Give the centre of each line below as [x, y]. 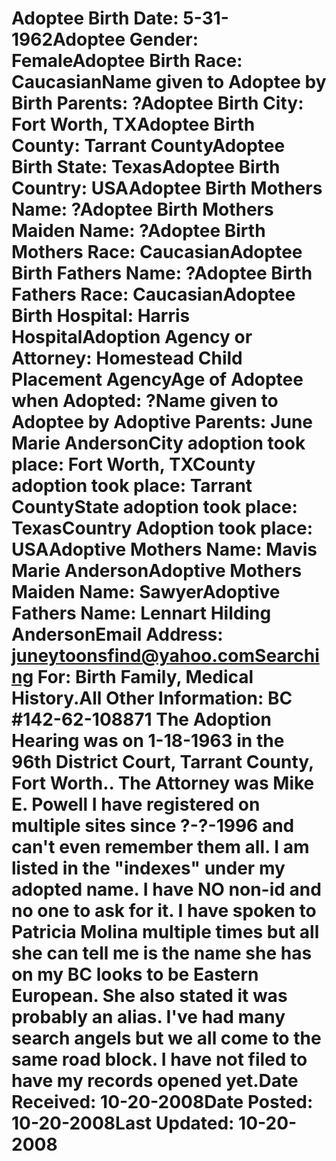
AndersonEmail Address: [117, 634]
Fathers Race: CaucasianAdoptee [153, 294]
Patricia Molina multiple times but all [165, 932]
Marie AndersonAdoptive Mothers [157, 571]
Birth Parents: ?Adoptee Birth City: [157, 103]
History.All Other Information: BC [152, 698]
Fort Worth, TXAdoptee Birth [133, 124]
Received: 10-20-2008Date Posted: [162, 1102]
